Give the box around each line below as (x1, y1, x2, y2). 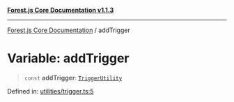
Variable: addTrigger (7, 50, 130, 66)
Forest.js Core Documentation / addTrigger (7, 26, 130, 34)
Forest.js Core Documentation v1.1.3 (7, 6, 114, 14)
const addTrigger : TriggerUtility (24, 73, 123, 82)
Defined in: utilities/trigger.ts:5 (7, 87, 94, 95)
